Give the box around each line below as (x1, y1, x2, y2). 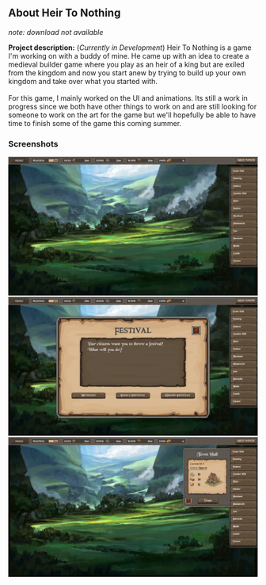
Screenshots (8, 138, 59, 149)
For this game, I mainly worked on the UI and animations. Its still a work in (8, 93, 248, 102)
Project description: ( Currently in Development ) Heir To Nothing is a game (8, 43, 252, 52)
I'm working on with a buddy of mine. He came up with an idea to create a (8, 51, 249, 60)
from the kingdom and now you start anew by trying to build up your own (8, 67, 247, 78)
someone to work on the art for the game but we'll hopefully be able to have (8, 110, 256, 120)
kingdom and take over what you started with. (8, 76, 158, 86)
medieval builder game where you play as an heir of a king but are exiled (8, 59, 245, 69)
